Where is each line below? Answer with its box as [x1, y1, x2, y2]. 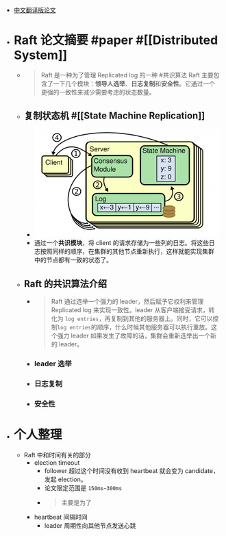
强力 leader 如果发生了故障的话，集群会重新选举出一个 [57, 331, 211, 340]
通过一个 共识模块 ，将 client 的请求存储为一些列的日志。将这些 [34, 239, 210, 247]
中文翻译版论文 [13, 6, 56, 14]
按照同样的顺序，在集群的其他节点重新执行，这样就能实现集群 [40, 247, 214, 255]
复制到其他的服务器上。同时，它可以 [110, 314, 213, 322]
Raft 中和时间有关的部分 [23, 450, 91, 459]
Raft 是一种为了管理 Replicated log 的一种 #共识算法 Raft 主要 [40, 71, 214, 79]
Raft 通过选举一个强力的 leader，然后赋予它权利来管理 [51, 297, 204, 305]
